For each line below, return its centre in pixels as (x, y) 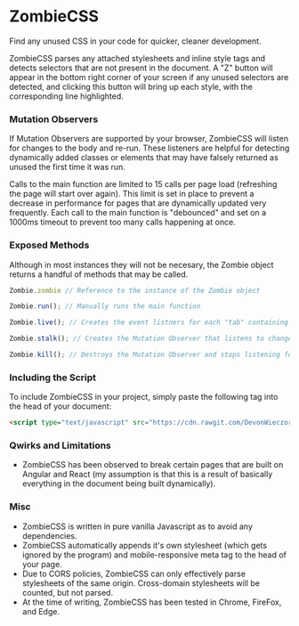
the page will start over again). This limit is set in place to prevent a (132, 194)
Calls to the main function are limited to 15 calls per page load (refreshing (143, 184)
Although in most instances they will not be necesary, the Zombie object (141, 264)
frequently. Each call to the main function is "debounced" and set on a (138, 213)
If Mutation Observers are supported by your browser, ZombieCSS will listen (149, 139)
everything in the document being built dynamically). (119, 484)
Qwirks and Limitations (60, 445)
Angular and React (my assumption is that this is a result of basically (147, 475)
